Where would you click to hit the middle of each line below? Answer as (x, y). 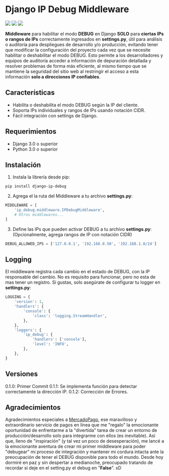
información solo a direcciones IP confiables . (53, 76)
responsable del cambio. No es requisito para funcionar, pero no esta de (80, 277)
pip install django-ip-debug (36, 186)
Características (30, 93)
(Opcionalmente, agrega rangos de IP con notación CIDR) (72, 234)
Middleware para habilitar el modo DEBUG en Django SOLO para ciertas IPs (84, 33)
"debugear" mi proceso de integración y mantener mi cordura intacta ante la (84, 452)
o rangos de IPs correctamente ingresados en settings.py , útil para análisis (84, 39)
